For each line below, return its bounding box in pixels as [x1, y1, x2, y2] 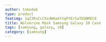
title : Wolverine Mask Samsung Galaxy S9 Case [5, 20, 101, 26]
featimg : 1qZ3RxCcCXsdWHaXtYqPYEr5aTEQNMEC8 [5, 16, 97, 21]
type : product [5, 12, 34, 16]
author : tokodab [5, 7, 38, 12]
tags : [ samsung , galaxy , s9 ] [5, 25, 64, 30]
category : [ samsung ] [5, 29, 47, 34]
